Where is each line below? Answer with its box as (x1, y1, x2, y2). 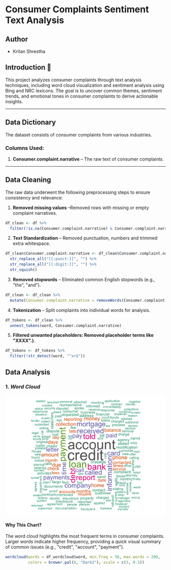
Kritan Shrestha (12, 49, 46, 54)
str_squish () (10, 267, 38, 272)
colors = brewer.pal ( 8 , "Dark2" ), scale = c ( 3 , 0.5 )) (27, 560, 145, 565)
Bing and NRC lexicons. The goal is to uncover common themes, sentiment (5, 87, 162, 94)
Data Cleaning (5, 175, 51, 185)
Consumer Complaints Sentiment (5, 4, 149, 15)
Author (5, 35, 28, 43)
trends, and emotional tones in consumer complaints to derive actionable (5, 93, 158, 99)
